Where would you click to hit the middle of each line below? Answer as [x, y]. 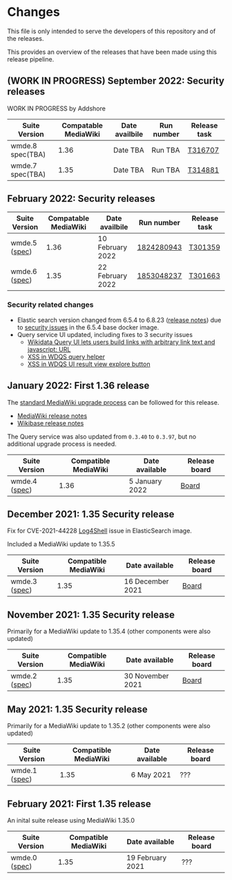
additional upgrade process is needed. [62, 443]
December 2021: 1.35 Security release [91, 514]
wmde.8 [24, 146]
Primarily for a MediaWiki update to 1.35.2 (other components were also [109, 726]
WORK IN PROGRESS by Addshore [56, 108]
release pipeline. [31, 59]
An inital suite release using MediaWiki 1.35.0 [71, 820]
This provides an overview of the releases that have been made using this [112, 52]
